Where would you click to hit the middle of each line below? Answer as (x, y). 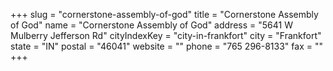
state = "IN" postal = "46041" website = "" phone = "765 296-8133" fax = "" (166, 46)
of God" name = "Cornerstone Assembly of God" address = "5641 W (151, 25)
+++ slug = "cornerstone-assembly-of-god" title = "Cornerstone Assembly (164, 14)
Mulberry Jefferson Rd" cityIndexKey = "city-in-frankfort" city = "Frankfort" (166, 35)
